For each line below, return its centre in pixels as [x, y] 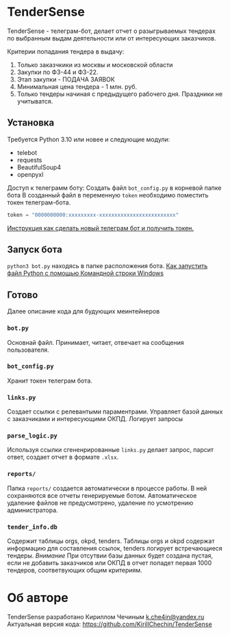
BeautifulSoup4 [39, 167]
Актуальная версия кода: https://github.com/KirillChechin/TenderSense [110, 624]
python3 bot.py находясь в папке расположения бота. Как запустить [107, 266]
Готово [23, 295]
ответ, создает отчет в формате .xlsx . [63, 457]
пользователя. [28, 350]
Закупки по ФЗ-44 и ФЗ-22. [57, 72]
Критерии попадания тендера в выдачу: [66, 51]
